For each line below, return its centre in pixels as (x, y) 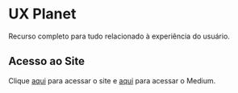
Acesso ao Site (46, 61)
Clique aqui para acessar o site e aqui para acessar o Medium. (112, 80)
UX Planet (42, 14)
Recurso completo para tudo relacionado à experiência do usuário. (119, 36)
